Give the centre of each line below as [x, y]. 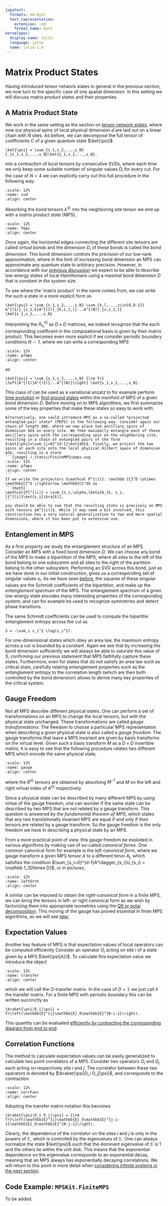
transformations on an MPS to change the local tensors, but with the [76, 716]
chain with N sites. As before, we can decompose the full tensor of [74, 135]
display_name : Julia [31, 38]
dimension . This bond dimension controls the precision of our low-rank [78, 254]
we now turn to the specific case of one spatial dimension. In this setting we [84, 92]
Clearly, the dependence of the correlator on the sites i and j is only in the [81, 1133]
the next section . [23, 1171]
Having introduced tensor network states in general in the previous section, [83, 86]
